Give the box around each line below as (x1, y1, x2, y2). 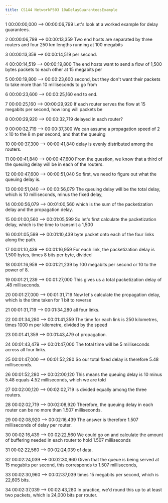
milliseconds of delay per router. (5, 422, 72, 428)
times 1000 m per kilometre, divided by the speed (5, 322, 108, 328)
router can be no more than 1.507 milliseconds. (5, 407, 102, 413)
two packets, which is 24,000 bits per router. (5, 492, 98, 498)
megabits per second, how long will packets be (5, 106, 103, 112)
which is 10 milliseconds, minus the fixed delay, (5, 191, 103, 197)
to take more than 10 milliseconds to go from (5, 81, 97, 87)
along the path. (5, 237, 37, 243)
